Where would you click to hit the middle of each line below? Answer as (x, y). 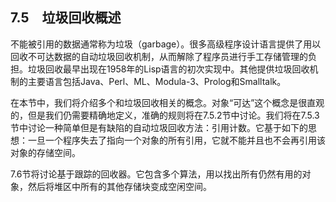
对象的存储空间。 (45, 152)
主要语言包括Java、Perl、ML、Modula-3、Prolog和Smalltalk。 (157, 81)
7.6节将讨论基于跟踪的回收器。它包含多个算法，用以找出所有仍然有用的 (156, 174)
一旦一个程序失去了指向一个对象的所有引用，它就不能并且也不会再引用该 (176, 140)
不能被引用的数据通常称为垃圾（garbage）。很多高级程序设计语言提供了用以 (166, 44)
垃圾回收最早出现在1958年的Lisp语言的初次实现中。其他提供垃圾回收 (168, 69)
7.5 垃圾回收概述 (66, 18)
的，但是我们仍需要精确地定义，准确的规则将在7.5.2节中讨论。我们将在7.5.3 (165, 115)
